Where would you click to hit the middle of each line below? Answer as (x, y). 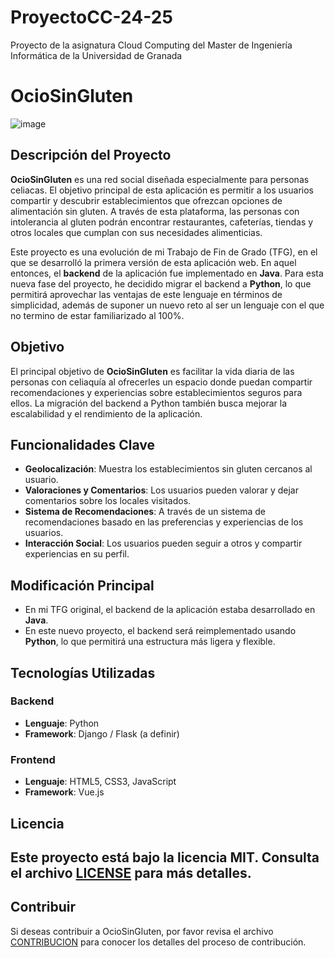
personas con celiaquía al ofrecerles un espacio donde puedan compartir (161, 382)
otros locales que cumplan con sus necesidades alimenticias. (136, 232)
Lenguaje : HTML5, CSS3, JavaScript (100, 782)
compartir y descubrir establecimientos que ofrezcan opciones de (146, 200)
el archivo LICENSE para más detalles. (131, 872)
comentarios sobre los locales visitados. (108, 501)
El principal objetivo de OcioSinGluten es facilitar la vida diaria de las (152, 371)
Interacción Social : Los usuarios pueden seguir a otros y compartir (163, 543)
